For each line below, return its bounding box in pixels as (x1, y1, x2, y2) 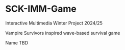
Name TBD (5, 39, 29, 46)
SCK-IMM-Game (5, 3, 77, 15)
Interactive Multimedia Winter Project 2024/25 (5, 20, 103, 26)
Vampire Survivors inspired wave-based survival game (5, 30, 120, 36)
